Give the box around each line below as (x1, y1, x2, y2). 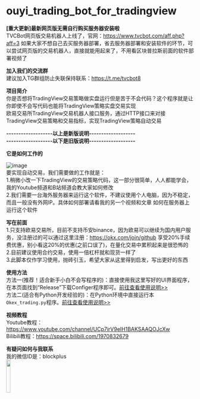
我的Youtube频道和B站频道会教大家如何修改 (6, 184, 114, 191)
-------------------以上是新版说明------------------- (6, 129, 136, 137)
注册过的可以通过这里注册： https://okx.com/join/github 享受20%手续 (21, 234, 190, 241)
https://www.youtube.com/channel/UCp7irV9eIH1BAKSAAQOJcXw (6, 325, 171, 332)
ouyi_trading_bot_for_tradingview (6, 4, 177, 18)
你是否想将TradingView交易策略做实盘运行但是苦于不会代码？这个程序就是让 (6, 94, 193, 102)
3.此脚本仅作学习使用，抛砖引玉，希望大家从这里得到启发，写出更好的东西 (6, 256, 189, 263)
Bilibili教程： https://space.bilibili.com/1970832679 (6, 332, 129, 339)
